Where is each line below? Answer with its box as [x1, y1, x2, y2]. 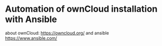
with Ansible [5, 14, 57, 25]
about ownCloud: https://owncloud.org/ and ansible [5, 30, 109, 36]
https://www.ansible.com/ [5, 35, 57, 41]
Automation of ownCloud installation [5, 3, 158, 15]
